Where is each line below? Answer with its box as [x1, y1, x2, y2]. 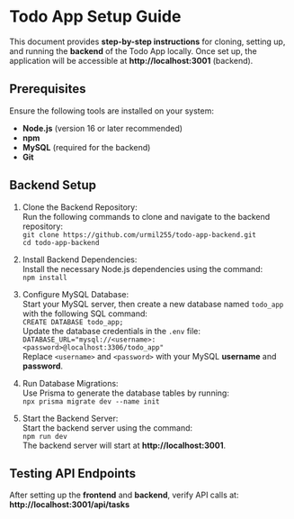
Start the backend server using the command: [22, 422, 193, 433]
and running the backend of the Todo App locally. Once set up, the [9, 45, 258, 56]
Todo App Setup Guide [9, 6, 182, 27]
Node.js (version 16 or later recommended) [22, 123, 183, 133]
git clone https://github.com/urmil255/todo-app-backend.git [22, 230, 257, 240]
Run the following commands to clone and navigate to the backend [22, 211, 271, 222]
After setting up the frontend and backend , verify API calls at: [9, 489, 239, 501]
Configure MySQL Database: [22, 288, 129, 299]
